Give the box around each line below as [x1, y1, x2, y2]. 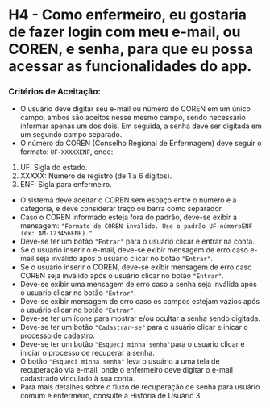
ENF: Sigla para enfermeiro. [19, 180, 112, 189]
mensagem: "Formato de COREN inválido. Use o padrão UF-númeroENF [19, 221, 253, 231]
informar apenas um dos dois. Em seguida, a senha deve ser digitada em [19, 121, 262, 131]
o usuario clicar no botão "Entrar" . [19, 288, 136, 298]
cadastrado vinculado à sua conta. [19, 373, 135, 384]
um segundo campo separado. [19, 130, 123, 139]
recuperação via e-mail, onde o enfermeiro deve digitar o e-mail [19, 365, 234, 375]
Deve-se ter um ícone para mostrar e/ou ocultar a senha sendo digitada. [19, 314, 260, 323]
